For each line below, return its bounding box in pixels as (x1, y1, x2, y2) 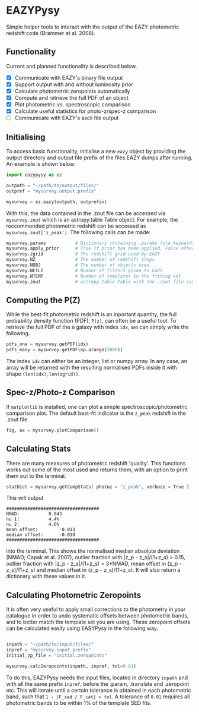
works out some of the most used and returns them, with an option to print (6, 466, 188, 473)
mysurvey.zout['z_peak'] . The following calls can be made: (6, 228, 151, 235)
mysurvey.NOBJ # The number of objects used (6, 262, 150, 268)
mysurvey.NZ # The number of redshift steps (6, 257, 155, 263)
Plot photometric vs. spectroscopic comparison (14, 101, 131, 108)
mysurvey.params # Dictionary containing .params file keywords (6, 240, 195, 246)
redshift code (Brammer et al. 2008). (6, 29, 96, 36)
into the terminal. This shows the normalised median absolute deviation (6, 547, 180, 555)
